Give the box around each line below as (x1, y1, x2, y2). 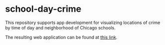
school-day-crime (5, 3, 82, 15)
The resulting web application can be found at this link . (5, 34, 118, 40)
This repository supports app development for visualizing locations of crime (5, 20, 161, 25)
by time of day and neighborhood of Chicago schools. (5, 24, 116, 30)
